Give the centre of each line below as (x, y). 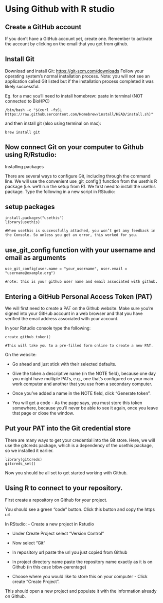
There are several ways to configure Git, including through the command (78, 176)
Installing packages (25, 166)
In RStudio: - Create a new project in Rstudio (50, 524)
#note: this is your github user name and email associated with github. (81, 282)
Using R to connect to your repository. (64, 488)
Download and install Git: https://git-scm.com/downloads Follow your (74, 71)
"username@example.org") (30, 273)
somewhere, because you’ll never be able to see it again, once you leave (85, 408)
